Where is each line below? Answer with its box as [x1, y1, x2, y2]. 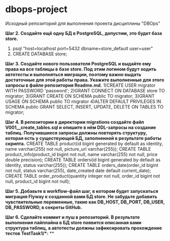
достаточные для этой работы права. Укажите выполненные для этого [5, 77, 164, 83]
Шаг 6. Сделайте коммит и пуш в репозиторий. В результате [5, 214, 140, 220]
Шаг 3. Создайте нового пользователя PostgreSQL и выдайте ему [5, 60, 151, 66]
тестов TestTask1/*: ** [5, 230, 54, 236]
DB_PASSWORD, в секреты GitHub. [5, 204, 82, 210]
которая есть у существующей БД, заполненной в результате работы [5, 135, 161, 141]
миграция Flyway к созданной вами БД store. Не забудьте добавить [5, 193, 157, 199]
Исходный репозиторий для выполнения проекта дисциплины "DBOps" [5, 20, 161, 26]
